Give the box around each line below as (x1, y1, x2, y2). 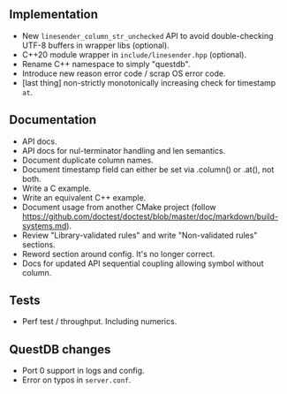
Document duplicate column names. (21, 155, 155, 165)
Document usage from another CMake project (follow (21, 201, 216, 212)
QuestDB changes (9, 342, 111, 357)
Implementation (9, 7, 99, 22)
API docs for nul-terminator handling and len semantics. (21, 145, 226, 155)
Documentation (9, 112, 97, 127)
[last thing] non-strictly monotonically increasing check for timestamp (21, 77, 276, 87)
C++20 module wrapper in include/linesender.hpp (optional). (21, 49, 247, 60)
